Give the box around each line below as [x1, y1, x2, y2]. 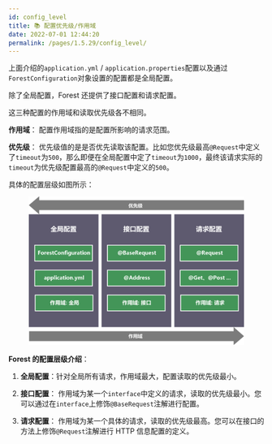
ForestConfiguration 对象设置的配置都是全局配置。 [8, 73, 178, 83]
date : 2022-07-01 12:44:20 [8, 30, 100, 38]
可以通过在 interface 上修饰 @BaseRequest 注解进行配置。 [19, 399, 205, 408]
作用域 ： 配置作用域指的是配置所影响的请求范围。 [8, 125, 175, 135]
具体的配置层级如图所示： [8, 179, 94, 190]
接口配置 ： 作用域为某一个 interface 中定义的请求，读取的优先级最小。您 [19, 388, 262, 398]
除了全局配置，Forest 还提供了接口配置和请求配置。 [8, 90, 181, 101]
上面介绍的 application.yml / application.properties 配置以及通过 [8, 63, 228, 73]
